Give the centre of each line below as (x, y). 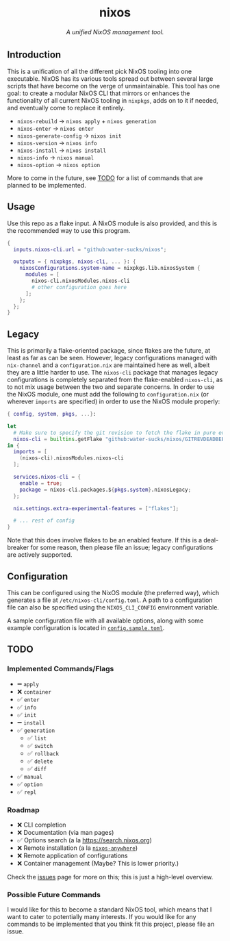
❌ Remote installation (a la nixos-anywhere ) (77, 848)
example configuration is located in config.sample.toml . (86, 628)
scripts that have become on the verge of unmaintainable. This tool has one (114, 86)
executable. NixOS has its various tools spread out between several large (110, 78)
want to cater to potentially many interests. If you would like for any (102, 917)
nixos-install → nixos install (62, 150)
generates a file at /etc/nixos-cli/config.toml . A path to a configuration (110, 600)
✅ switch (40, 745)
